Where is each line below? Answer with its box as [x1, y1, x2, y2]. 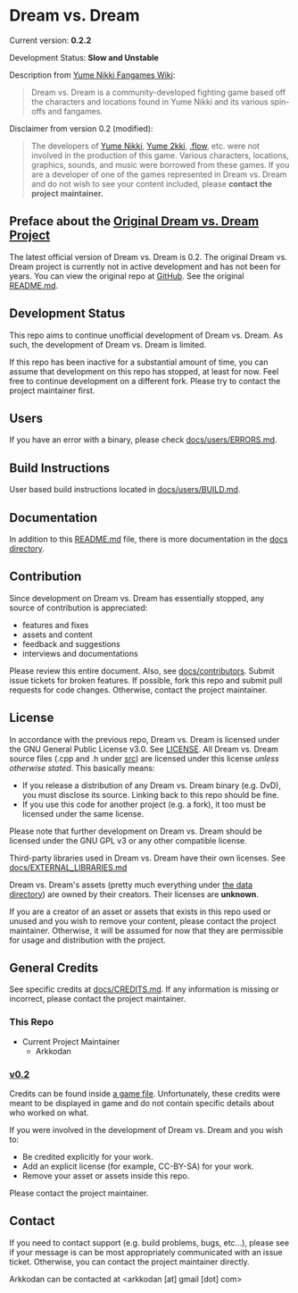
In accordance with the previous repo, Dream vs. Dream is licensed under [9, 734, 280, 744]
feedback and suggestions [21, 638, 120, 649]
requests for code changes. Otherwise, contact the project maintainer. [9, 684, 268, 695]
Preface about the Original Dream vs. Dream [9, 214, 260, 229]
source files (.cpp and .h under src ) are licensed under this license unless [9, 752, 279, 764]
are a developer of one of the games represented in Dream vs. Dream [30, 169, 287, 180]
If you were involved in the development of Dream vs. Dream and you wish [9, 1125, 284, 1136]
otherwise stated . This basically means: [9, 762, 155, 773]
